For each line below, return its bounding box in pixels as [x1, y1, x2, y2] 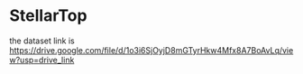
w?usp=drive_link [9, 54, 75, 65]
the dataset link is [9, 35, 75, 46]
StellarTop [9, 5, 87, 26]
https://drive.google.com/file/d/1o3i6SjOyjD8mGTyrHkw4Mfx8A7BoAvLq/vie [9, 44, 294, 55]
